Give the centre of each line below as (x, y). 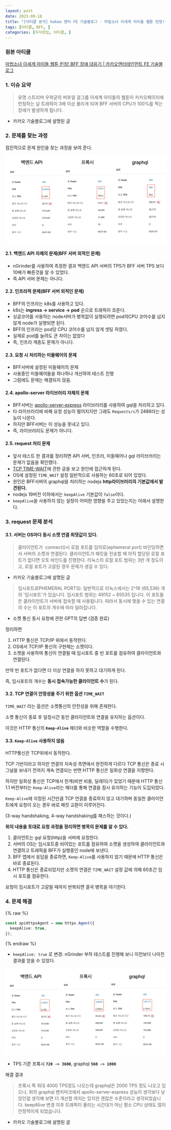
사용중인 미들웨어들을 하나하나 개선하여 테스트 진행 (63, 374)
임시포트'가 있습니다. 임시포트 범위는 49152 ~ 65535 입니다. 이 (88, 594)
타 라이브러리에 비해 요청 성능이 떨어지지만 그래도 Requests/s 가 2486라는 (86, 411)
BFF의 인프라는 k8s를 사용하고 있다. (48, 304)
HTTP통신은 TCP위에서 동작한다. (38, 753)
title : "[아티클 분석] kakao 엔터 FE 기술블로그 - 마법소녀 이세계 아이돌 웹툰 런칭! (85, 22)
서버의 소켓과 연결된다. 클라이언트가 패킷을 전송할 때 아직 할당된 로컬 (91, 553)
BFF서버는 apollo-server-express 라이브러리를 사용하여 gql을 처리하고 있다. (89, 405)
